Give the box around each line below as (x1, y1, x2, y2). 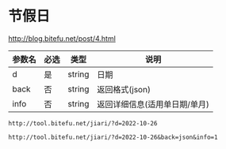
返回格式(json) (97, 84, 151, 95)
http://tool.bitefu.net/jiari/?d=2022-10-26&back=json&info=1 (8, 133, 218, 141)
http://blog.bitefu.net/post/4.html (8, 33, 117, 43)
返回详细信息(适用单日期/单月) (97, 99, 210, 110)
